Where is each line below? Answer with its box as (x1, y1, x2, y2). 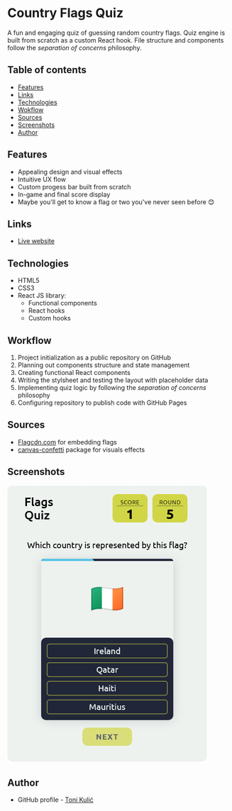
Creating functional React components (17, 369, 131, 376)
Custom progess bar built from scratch (17, 182, 131, 191)
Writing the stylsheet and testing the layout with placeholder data (17, 376, 209, 384)
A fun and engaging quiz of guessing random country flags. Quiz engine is (7, 28, 226, 37)
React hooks (28, 306, 65, 315)
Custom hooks (28, 314, 71, 323)
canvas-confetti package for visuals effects (17, 445, 145, 454)
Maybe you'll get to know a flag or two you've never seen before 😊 (17, 197, 215, 206)
